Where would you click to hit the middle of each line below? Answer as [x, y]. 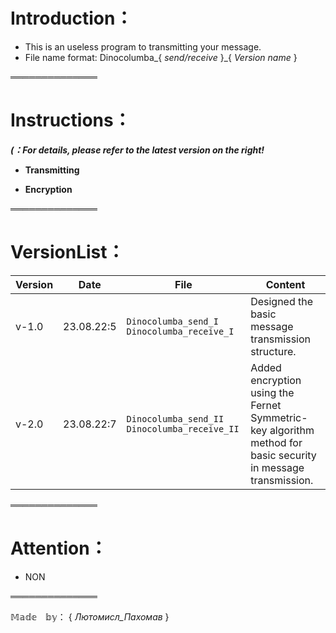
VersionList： [67, 252]
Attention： [59, 548]
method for [276, 442]
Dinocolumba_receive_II [183, 428]
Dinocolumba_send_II [175, 418]
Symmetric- [279, 417]
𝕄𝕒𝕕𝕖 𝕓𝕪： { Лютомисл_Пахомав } [90, 616]
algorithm [292, 430]
